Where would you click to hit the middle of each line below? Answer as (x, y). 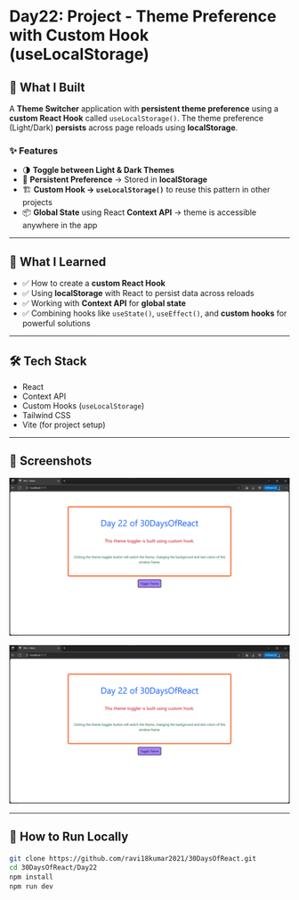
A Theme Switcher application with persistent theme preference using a (144, 108)
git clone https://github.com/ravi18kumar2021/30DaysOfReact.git (133, 858)
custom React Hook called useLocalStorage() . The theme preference (137, 118)
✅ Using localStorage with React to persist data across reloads (138, 293)
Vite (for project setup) (64, 425)
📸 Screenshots (51, 461)
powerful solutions (56, 324)
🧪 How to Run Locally (69, 837)
